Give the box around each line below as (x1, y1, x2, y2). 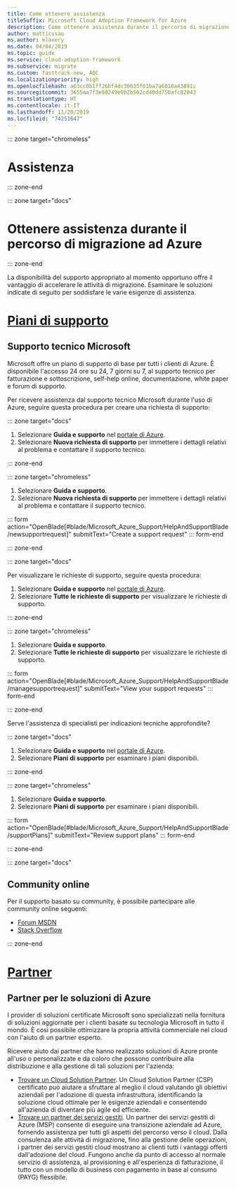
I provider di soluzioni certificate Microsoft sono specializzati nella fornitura (7, 1011, 225, 1019)
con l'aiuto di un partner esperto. (7, 1034, 103, 1042)
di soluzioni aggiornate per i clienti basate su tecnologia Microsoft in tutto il (7, 1018, 225, 1027)
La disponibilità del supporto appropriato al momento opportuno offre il (7, 273, 213, 281)
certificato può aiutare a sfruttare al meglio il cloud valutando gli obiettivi (17, 1083, 228, 1091)
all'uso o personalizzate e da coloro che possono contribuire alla (7, 1055, 195, 1063)
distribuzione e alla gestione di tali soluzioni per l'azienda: (7, 1062, 174, 1070)
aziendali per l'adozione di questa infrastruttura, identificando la (17, 1091, 203, 1099)
